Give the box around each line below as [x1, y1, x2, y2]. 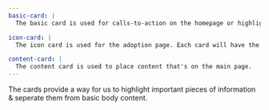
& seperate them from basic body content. [8, 93, 148, 102]
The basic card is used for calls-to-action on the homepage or [15, 19, 235, 27]
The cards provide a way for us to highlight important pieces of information [8, 84, 256, 94]
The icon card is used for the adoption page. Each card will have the [15, 41, 260, 49]
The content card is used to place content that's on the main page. [15, 63, 252, 71]
